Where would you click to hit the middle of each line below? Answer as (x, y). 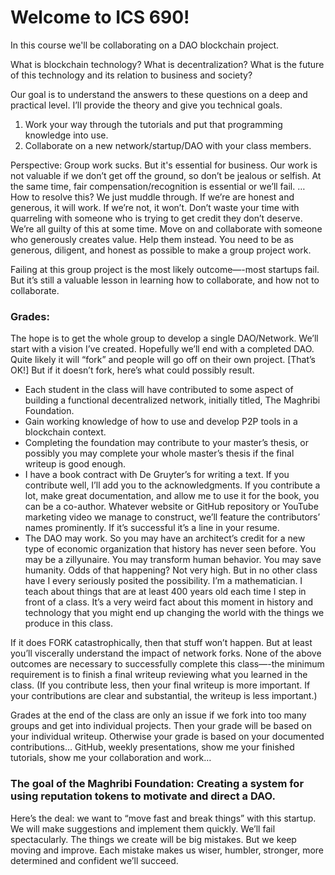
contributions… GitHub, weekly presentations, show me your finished (152, 747)
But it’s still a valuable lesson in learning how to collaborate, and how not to (165, 280)
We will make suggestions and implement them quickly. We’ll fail (143, 828)
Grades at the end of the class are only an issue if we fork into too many (158, 715)
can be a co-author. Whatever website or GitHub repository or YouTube (171, 507)
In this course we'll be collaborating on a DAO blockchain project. (145, 45)
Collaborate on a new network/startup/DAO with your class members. (168, 145)
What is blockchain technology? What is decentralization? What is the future (167, 64)
